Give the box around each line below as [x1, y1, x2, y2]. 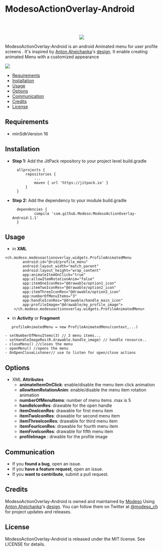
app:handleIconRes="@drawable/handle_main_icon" [22, 298, 123, 303]
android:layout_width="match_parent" [22, 264, 99, 269]
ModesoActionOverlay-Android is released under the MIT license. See [5, 536, 145, 542]
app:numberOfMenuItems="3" [22, 294, 77, 299]
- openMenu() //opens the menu [5, 346, 69, 351]
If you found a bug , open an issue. [12, 461, 82, 466]
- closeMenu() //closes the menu [5, 342, 73, 347]
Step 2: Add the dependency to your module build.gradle [12, 197, 127, 203]
